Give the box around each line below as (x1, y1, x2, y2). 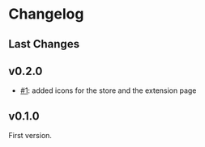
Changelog (8, 5, 84, 23)
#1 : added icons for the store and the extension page (19, 86, 197, 95)
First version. (8, 131, 53, 141)
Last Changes (8, 37, 79, 51)
